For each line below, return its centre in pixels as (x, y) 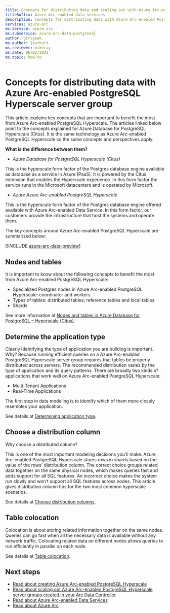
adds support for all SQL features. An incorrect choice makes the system (81, 475)
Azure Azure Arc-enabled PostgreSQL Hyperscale (65, 195)
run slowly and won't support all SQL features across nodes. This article (80, 481)
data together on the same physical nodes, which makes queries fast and (82, 470)
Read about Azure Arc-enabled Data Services (60, 600)
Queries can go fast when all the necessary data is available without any (80, 535)
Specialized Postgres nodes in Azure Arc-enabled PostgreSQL (77, 289)
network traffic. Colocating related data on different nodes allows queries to (84, 540)
